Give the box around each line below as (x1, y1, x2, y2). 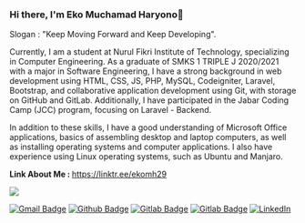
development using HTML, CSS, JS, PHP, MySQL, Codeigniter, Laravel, (9, 76, 276, 86)
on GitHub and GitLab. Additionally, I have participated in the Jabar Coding (9, 95, 290, 106)
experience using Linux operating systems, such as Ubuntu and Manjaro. (9, 151, 284, 162)
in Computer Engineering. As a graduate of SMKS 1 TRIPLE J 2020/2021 (9, 56, 280, 67)
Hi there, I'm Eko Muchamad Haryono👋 (9, 8, 184, 21)
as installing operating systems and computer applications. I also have (9, 141, 273, 153)
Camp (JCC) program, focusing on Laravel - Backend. (9, 105, 212, 116)
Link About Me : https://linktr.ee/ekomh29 (9, 168, 167, 180)
